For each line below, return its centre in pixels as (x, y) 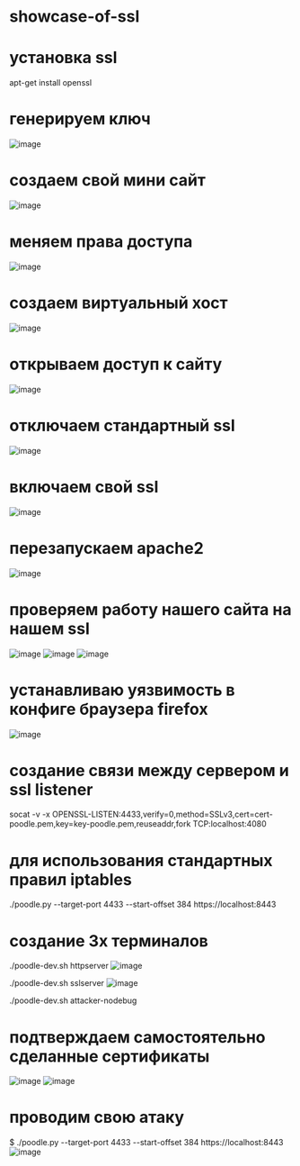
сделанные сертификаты (110, 1056)
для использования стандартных (141, 860)
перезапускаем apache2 (106, 548)
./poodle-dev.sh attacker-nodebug (73, 1000)
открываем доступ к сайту (116, 364)
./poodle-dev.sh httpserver (59, 966)
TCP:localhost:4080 (229, 824)
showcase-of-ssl (75, 17)
